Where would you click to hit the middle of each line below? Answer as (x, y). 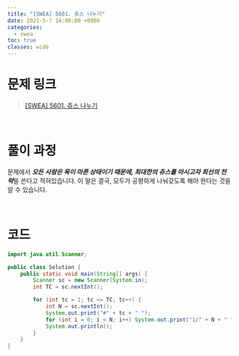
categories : (25, 27)
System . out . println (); (79, 326)
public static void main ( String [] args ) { (84, 274)
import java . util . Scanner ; (47, 254)
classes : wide (28, 47)
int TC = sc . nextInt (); (68, 287)
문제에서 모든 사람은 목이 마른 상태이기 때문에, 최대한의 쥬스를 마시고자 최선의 (113, 172)
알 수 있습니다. (27, 189)
